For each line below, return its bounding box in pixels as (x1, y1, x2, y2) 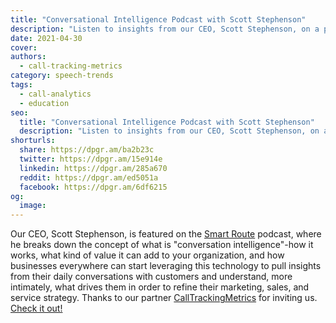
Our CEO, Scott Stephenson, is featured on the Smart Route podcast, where (10, 228, 322, 240)
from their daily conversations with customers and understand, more (10, 271, 293, 283)
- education (19, 98, 70, 108)
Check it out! (10, 302, 63, 315)
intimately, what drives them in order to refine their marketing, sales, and (10, 281, 310, 293)
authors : (10, 52, 47, 62)
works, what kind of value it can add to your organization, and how (10, 249, 285, 261)
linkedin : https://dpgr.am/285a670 (19, 163, 168, 173)
